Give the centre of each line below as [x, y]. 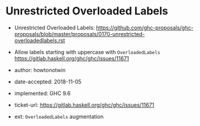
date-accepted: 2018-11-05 [48, 82]
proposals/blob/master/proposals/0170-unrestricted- [79, 34]
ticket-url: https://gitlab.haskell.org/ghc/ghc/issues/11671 [84, 105]
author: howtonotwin [40, 70]
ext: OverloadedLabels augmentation [59, 116]
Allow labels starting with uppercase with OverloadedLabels [87, 52]
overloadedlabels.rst [40, 40]
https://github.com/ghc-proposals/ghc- [145, 28]
